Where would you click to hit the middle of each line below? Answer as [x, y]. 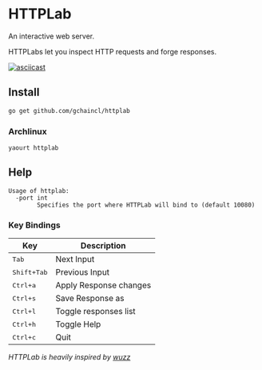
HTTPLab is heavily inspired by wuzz [69, 357]
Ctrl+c [24, 337]
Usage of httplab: [39, 191]
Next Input [75, 259]
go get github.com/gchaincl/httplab [69, 111]
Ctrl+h [24, 324]
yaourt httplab [34, 148]
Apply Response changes [103, 285]
